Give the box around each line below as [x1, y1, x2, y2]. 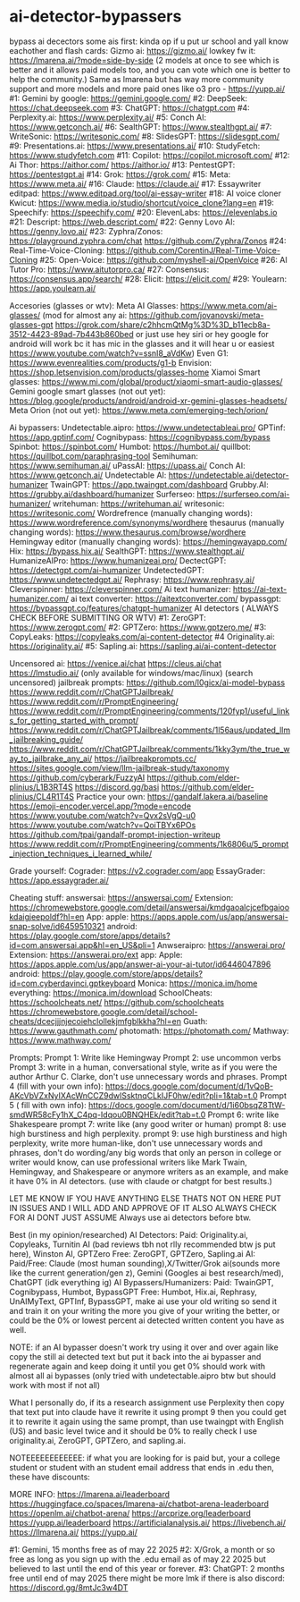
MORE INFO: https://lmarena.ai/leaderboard [9, 1488, 171, 1499]
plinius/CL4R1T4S [9, 791, 74, 801]
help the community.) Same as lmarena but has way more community [9, 73, 264, 84]
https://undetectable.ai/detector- [168, 470, 290, 480]
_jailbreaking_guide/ [9, 733, 83, 744]
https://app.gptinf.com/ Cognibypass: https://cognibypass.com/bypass [9, 431, 271, 442]
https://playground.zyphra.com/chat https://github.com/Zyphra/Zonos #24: [9, 235, 287, 246]
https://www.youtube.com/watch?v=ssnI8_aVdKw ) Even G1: [9, 347, 229, 359]
